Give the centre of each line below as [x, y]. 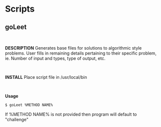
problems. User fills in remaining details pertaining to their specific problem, [81, 53]
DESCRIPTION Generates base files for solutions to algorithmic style [73, 48]
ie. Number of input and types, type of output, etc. [55, 58]
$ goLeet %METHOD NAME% [29, 105]
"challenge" [17, 119]
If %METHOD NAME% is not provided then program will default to [71, 114]
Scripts [20, 9]
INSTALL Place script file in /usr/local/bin [46, 77]
